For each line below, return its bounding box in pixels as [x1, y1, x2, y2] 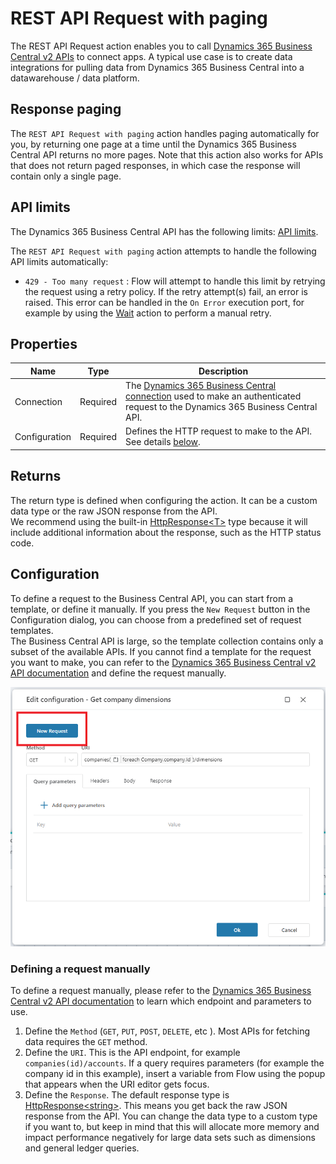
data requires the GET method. [24, 1036, 148, 1048]
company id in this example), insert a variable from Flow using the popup [24, 1068, 326, 1080]
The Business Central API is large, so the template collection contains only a [10, 635, 324, 647]
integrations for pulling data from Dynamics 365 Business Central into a [10, 61, 305, 73]
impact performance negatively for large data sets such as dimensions [24, 1132, 316, 1144]
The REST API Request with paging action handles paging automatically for [10, 127, 320, 139]
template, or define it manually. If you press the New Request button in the [10, 603, 311, 615]
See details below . [125, 436, 201, 448]
